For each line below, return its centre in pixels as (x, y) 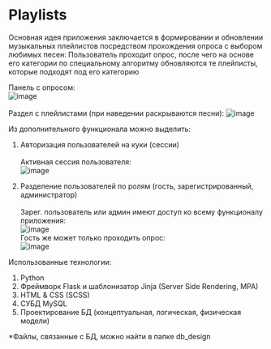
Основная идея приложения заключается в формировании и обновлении (136, 37)
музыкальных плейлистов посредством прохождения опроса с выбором (135, 45)
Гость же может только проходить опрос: (93, 237)
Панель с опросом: (42, 87)
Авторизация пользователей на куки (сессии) (100, 144)
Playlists (38, 15)
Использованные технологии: (60, 262)
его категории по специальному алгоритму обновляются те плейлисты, (133, 63)
